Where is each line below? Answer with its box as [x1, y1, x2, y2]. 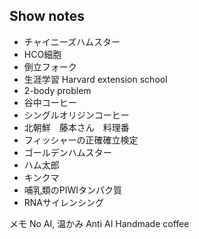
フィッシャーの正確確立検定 [23, 134, 139, 146]
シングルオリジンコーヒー [23, 109, 130, 121]
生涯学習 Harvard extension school [23, 73, 168, 85]
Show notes [9, 8, 85, 25]
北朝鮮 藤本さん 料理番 [23, 121, 130, 133]
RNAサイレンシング [23, 196, 105, 208]
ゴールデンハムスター [23, 146, 112, 158]
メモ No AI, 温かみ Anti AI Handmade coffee [9, 217, 190, 229]
